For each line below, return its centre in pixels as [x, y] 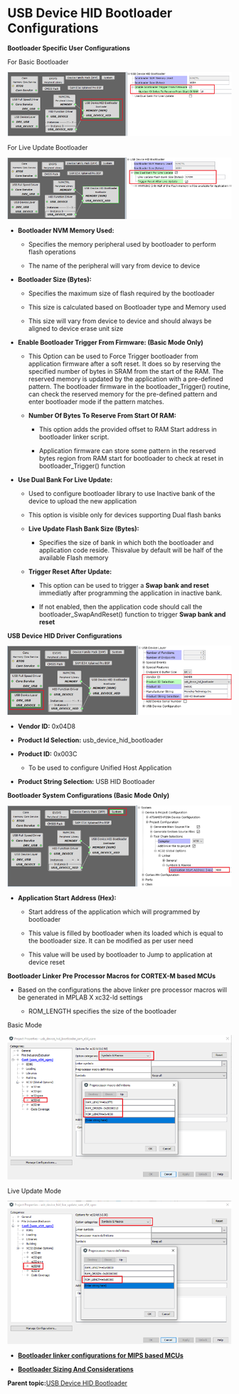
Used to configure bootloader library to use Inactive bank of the [122, 494]
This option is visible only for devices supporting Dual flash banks [125, 515]
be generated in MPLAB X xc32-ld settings [80, 997]
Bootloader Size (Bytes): [54, 280]
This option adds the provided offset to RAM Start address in [128, 429]
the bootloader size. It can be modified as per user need [111, 941]
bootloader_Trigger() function [82, 466]
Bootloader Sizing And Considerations [75, 1369]
